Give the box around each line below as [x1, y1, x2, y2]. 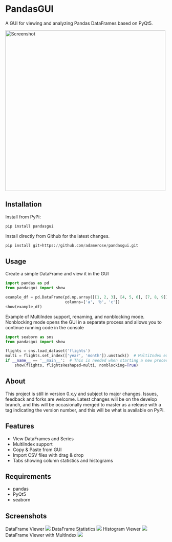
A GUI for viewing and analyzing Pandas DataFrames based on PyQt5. [5, 20, 153, 26]
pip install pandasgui [5, 223, 54, 229]
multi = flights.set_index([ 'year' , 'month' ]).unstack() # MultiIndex [5, 353, 161, 359]
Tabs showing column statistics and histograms [12, 457, 114, 463]
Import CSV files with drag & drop [12, 452, 84, 458]
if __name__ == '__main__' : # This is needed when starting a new [5, 358, 153, 363]
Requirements [5, 472, 51, 481]
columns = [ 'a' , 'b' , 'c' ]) [64, 299, 120, 305]
